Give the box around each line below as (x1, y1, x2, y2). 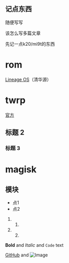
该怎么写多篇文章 (5, 30, 41, 36)
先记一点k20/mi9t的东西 (5, 41, 55, 47)
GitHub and (5, 252, 29, 258)
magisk (5, 164, 37, 175)
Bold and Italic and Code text (5, 242, 64, 248)
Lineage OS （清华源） (5, 76, 52, 82)
